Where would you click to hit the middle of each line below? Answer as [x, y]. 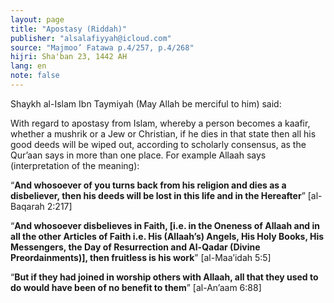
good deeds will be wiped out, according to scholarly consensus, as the [158, 144]
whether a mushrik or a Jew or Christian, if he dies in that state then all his [163, 133]
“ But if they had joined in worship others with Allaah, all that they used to [164, 277]
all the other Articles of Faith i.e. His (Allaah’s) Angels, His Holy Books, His [167, 236]
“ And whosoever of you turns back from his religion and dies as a [148, 185]
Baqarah [27, 206]
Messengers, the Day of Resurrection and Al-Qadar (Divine [135, 247]
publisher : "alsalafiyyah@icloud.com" [91, 38]
